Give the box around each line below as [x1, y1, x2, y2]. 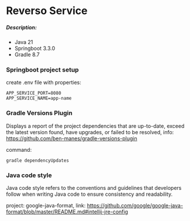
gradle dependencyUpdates [6, 157, 69, 164]
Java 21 [14, 39, 33, 46]
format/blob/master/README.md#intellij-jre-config [6, 208, 129, 215]
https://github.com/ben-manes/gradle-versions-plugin [6, 135, 137, 142]
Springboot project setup [6, 66, 79, 74]
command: [6, 146, 32, 153]
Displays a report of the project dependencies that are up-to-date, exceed [6, 122, 185, 130]
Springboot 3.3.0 [14, 45, 56, 52]
